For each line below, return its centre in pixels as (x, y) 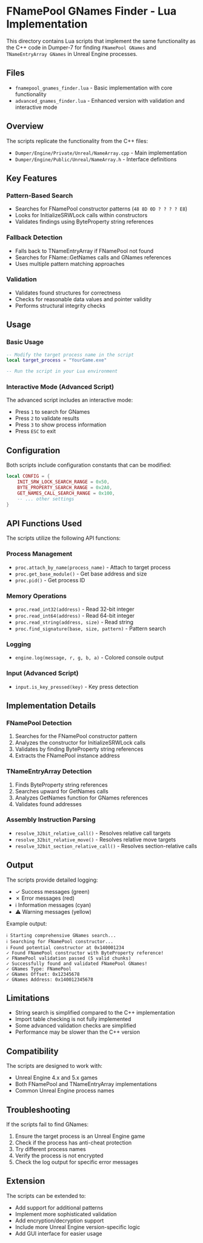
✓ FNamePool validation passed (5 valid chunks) (69, 958)
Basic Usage (25, 342)
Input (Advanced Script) (42, 674)
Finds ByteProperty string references (61, 785)
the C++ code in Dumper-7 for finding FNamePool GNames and (81, 47)
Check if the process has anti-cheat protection (73, 1143)
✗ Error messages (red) (45, 898)
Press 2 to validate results (47, 419)
